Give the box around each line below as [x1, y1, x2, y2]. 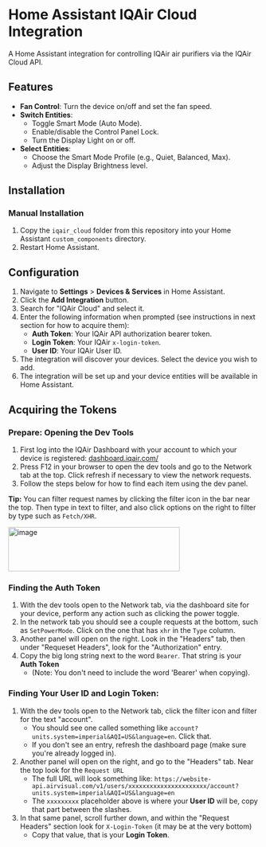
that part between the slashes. [31, 804, 132, 814]
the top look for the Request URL [19, 765, 124, 775]
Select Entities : [19, 143, 72, 153]
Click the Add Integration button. [19, 295, 129, 305]
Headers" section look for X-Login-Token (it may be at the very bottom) [19, 822, 252, 831]
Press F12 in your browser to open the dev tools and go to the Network [19, 462, 252, 471]
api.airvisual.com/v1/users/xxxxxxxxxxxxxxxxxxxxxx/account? [31, 782, 239, 790]
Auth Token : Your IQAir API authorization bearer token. [31, 329, 213, 339]
